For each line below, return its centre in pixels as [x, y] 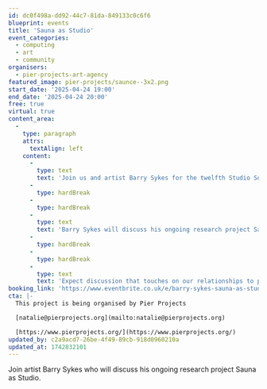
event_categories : [39, 38]
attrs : [33, 141]
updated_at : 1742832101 [48, 347]
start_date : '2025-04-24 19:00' [62, 89]
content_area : [32, 119]
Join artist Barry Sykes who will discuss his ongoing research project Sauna [132, 369]
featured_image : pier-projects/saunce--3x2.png [89, 82]
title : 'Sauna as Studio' [51, 30]
